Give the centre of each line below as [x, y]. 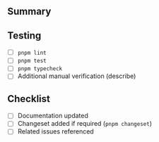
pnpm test [32, 61]
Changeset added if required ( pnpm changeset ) [85, 124]
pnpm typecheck [40, 69]
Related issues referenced [55, 131]
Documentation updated [53, 116]
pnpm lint [32, 53]
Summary [29, 12]
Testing [24, 35]
